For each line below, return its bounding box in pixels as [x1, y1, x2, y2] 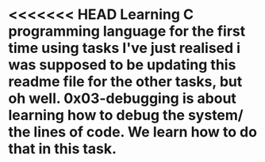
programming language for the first [8, 22, 246, 40]
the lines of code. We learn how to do [8, 123, 258, 141]
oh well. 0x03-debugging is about [8, 89, 236, 107]
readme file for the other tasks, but [8, 73, 243, 91]
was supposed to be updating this [8, 56, 236, 74]
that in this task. [8, 140, 117, 158]
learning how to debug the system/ [8, 107, 244, 124]
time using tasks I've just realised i [8, 40, 240, 57]
